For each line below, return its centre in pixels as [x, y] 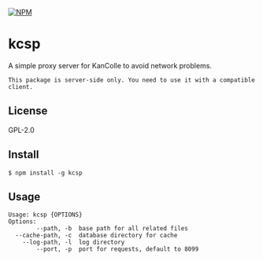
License [28, 111]
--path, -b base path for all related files [113, 229]
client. [21, 86]
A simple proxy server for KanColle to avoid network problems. [110, 65]
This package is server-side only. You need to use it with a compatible [132, 80]
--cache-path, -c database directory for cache [96, 236]
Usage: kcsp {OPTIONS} [45, 215]
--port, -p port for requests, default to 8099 [118, 249]
